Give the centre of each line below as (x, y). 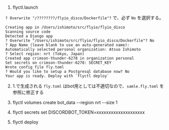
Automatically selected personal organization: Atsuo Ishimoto (73, 50)
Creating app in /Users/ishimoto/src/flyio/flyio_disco (65, 27)
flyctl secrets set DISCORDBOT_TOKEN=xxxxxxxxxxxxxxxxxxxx (79, 112)
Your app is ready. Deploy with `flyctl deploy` (57, 76)
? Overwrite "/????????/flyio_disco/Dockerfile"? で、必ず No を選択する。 (84, 18)
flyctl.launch (25, 7)
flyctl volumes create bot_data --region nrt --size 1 (65, 102)
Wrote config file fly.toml (35, 67)
